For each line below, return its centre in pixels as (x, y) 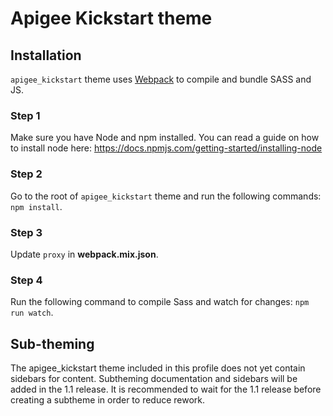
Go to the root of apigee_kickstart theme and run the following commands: (166, 196)
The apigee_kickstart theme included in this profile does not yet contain (158, 368)
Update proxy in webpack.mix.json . (84, 254)
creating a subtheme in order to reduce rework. (108, 400)
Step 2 (26, 174)
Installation (46, 55)
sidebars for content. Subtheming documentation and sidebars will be (154, 378)
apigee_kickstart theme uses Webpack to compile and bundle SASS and (161, 79)
